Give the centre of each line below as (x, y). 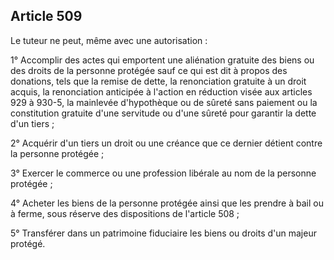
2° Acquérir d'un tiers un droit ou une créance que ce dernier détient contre (166, 143)
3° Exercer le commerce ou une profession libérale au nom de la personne (163, 173)
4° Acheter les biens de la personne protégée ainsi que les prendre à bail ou (167, 203)
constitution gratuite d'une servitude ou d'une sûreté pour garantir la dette (163, 113)
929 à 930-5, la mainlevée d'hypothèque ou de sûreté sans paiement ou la (164, 102)
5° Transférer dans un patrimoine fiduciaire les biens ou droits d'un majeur (163, 233)
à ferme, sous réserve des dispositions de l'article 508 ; (125, 213)
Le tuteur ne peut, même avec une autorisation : (109, 40)
